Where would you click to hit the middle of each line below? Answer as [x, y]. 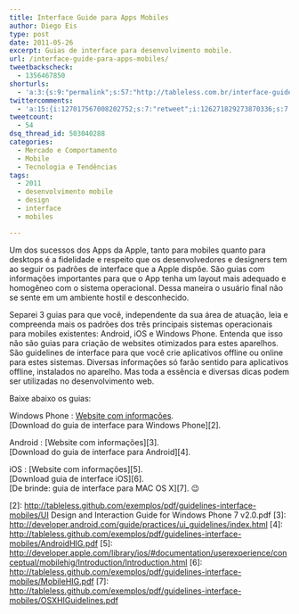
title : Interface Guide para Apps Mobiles [89, 17]
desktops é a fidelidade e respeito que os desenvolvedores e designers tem [148, 259]
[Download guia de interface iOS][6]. [77, 478]
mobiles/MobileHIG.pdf [52, 581]
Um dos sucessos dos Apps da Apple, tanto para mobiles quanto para [137, 250]
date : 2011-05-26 [41, 42]
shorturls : [29, 84]
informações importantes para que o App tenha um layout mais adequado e [148, 278]
